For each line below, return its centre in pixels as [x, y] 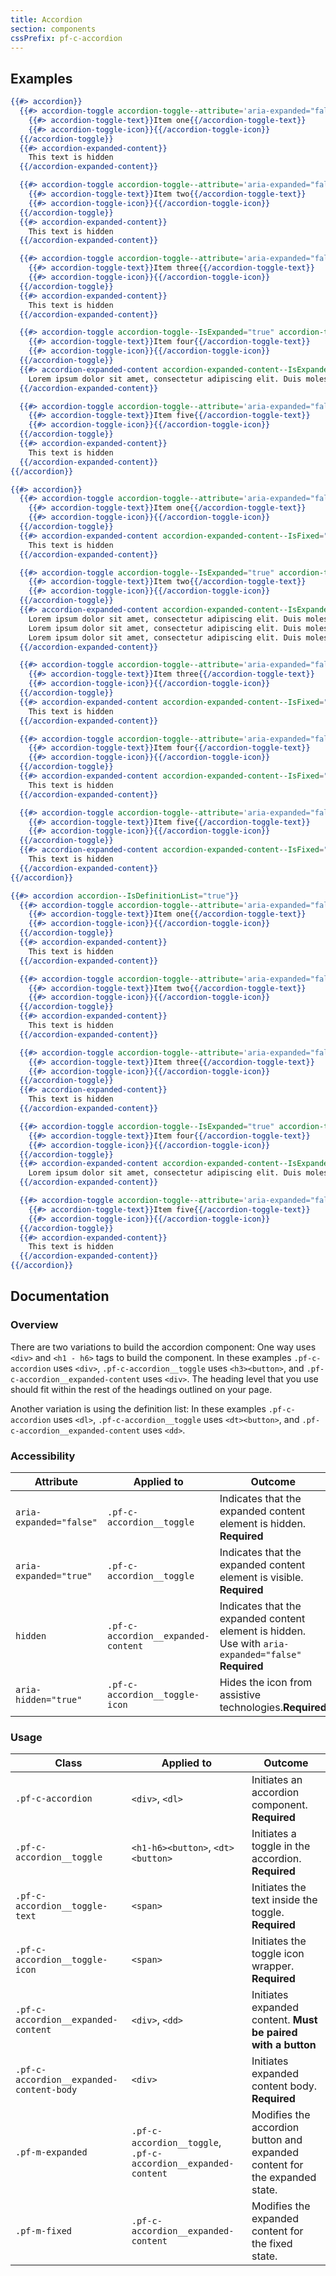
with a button [284, 2045]
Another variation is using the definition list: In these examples [138, 1408]
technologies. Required [273, 1708]
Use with [240, 1644]
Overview [34, 1325]
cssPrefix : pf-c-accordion [66, 38]
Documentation [60, 1296]
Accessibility [43, 1456]
